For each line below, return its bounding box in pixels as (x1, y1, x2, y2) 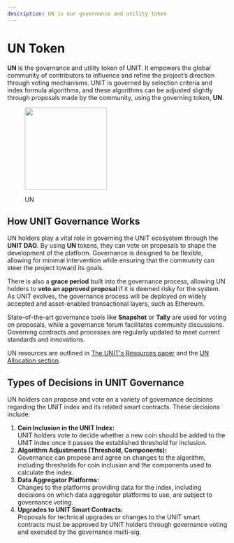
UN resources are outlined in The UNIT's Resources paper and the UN (7, 349, 210, 358)
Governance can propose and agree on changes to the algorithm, (17, 453, 206, 462)
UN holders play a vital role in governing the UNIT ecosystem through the (7, 234, 219, 242)
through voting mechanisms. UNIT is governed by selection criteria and (7, 78, 213, 87)
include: (7, 410, 31, 418)
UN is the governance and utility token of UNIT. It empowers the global (7, 64, 211, 72)
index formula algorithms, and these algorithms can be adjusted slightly (7, 85, 213, 94)
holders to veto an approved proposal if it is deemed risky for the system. (7, 285, 221, 293)
